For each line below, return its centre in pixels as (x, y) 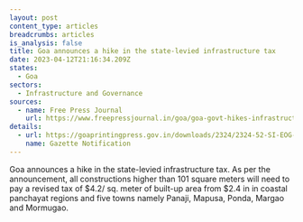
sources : (26, 102)
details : (26, 127)
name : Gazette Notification (78, 143)
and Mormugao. (39, 208)
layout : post (34, 18)
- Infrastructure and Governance (80, 93)
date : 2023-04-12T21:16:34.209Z (70, 60)
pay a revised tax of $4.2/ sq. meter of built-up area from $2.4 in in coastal (149, 188)
